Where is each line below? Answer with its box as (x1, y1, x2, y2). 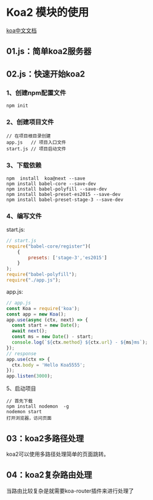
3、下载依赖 (6, 161, 42, 170)
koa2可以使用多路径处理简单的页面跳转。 (6, 450, 109, 458)
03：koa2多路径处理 (6, 433, 84, 444)
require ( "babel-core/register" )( (6, 243, 91, 249)
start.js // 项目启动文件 (6, 146, 67, 152)
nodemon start (6, 409, 42, 415)
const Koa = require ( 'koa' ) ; (6, 305, 80, 311)
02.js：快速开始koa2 (6, 69, 86, 79)
